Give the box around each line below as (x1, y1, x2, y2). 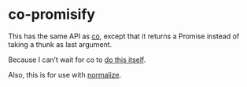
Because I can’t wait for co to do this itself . (8, 55, 146, 64)
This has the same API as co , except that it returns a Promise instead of (8, 31, 240, 41)
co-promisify (8, 5, 96, 24)
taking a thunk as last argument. (8, 39, 112, 49)
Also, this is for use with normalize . (8, 70, 122, 79)
